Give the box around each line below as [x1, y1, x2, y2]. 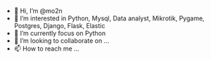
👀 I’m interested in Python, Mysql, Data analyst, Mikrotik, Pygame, [13, 14, 205, 22]
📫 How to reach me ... [13, 44, 79, 53]
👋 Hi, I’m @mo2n [13, 7, 63, 15]
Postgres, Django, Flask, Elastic [13, 22, 105, 29]
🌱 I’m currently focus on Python [13, 29, 106, 37]
